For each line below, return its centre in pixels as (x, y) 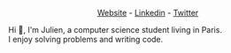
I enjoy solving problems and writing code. (86, 39)
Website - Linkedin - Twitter (148, 13)
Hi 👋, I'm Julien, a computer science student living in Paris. (115, 30)
